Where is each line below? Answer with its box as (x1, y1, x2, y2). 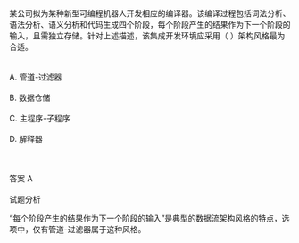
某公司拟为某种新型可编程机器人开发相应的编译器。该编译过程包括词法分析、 (9, 8, 291, 19)
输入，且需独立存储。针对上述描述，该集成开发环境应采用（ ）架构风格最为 (9, 30, 286, 41)
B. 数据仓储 (9, 92, 51, 103)
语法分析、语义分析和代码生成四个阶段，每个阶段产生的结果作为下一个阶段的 (9, 20, 291, 29)
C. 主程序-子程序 (9, 113, 71, 123)
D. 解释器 (9, 134, 43, 144)
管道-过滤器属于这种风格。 (47, 224, 146, 234)
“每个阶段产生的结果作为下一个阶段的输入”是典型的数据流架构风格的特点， (9, 213, 283, 223)
